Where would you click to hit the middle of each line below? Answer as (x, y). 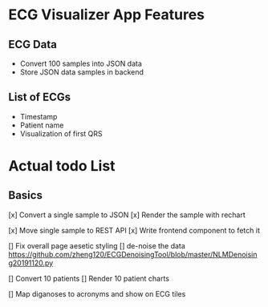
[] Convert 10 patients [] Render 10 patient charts (89, 278)
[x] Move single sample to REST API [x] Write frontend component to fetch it (134, 230)
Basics (25, 195)
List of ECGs (40, 97)
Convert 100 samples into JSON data (81, 63)
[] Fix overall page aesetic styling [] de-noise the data (97, 245)
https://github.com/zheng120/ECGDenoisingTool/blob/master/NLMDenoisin (133, 254)
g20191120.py (31, 263)
